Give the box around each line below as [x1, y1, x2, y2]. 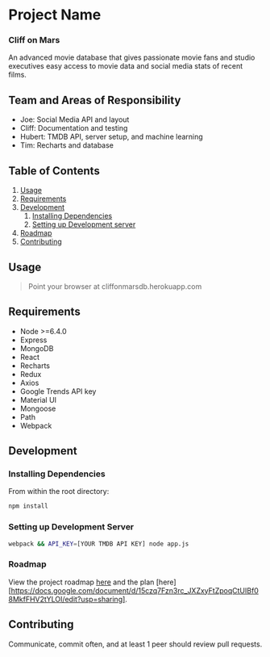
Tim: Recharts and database [19, 140, 114, 150]
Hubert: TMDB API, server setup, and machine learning [19, 132, 203, 142]
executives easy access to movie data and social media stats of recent [8, 61, 243, 71]
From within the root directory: [8, 487, 110, 496]
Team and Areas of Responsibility [8, 93, 181, 107]
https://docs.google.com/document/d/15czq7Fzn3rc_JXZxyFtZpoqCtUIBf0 [10, 585, 260, 595]
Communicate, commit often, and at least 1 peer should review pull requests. [8, 639, 263, 649]
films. [8, 70, 27, 80]
